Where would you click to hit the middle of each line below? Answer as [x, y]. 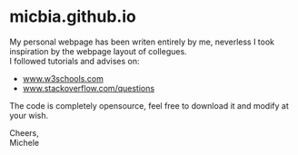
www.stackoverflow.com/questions [89, 88]
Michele [25, 142]
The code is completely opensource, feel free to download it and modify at [149, 105]
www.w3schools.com [63, 78]
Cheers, [24, 132]
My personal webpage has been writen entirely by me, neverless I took [142, 42]
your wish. [29, 115]
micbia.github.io [73, 17]
